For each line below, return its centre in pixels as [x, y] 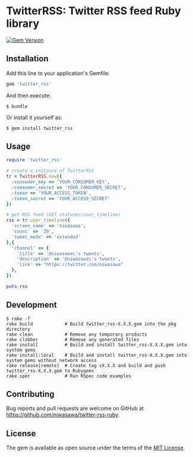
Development [32, 305]
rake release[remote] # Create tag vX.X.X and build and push [86, 365]
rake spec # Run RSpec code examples [69, 376]
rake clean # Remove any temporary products [77, 334]
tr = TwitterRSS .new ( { [34, 177]
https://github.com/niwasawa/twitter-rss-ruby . [63, 415]
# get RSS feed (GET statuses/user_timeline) [63, 215]
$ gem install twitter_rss [39, 128]
